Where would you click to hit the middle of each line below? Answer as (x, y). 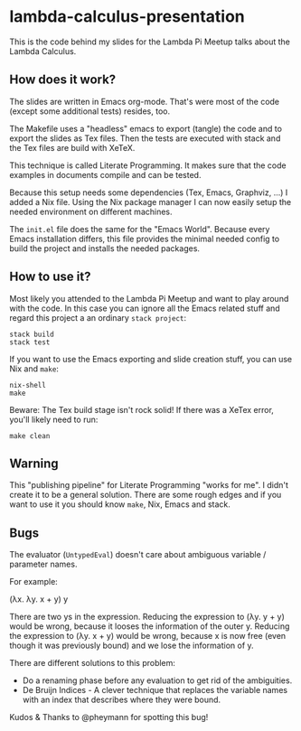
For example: (34, 582)
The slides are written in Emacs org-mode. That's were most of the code (145, 101)
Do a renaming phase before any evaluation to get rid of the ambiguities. (157, 680)
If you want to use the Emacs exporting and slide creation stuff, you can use (151, 359)
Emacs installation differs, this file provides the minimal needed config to (145, 239)
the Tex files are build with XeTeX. (72, 147)
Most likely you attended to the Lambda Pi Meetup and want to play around (149, 298)
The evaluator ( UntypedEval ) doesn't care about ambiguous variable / (138, 555)
